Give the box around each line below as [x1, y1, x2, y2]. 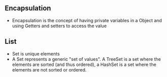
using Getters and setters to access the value [12, 23, 107, 29]
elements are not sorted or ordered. [12, 66, 87, 72]
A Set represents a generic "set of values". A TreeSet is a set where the [12, 56, 161, 62]
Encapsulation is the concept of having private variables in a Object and [12, 17, 162, 23]
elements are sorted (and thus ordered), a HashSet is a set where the [12, 61, 156, 67]
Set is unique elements [12, 50, 60, 57]
